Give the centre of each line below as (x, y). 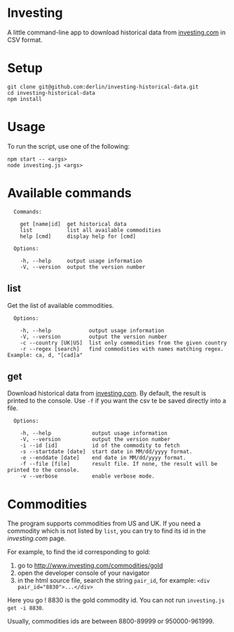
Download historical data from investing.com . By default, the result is (107, 394)
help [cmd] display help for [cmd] (78, 236)
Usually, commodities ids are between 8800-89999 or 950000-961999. (111, 621)
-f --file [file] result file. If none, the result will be (119, 464)
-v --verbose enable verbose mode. (88, 476)
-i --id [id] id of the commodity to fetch (100, 446)
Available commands (69, 193)
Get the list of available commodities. (61, 305)
